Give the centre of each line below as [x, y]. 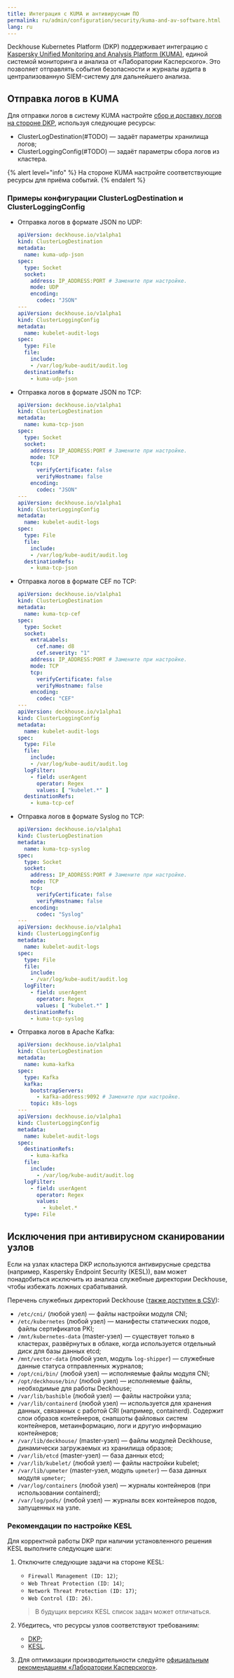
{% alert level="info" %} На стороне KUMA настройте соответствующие [115, 173]
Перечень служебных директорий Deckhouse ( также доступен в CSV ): [113, 1300]
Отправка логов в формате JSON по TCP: [79, 392]
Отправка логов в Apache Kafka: [66, 1032]
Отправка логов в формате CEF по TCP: [77, 581]
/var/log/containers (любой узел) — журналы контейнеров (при [114, 1485]
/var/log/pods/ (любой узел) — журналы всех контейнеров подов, [117, 1500]
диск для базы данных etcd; [59, 1351]
